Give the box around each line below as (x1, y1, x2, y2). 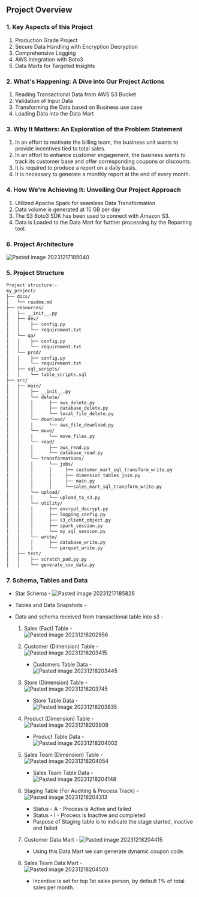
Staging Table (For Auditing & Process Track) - (23, 788, 139, 795)
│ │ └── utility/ (6, 501, 63, 507)
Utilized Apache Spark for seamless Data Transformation (14, 199, 156, 206)
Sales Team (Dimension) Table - (23, 751, 103, 759)
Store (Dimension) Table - (23, 679, 88, 686)
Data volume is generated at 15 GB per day (14, 206, 121, 213)
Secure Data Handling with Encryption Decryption (14, 43, 138, 50)
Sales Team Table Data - (32, 769, 94, 777)
